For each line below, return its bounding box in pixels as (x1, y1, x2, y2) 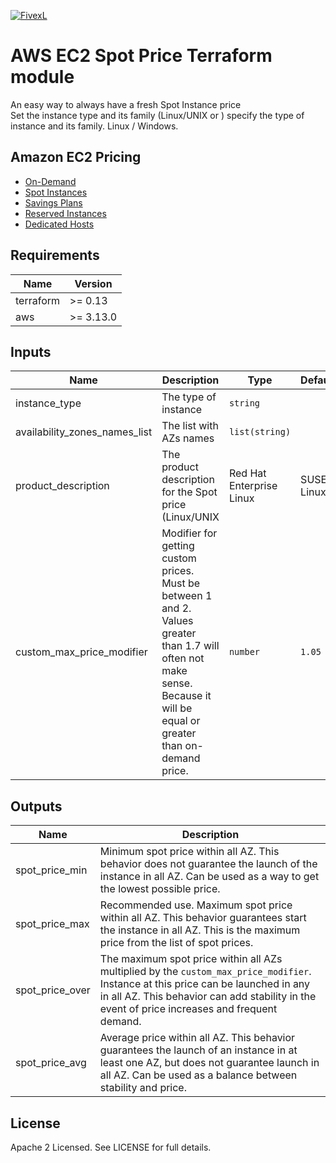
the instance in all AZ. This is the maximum (99, 923, 301, 937)
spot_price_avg (15, 1056, 87, 1070)
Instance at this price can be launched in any (99, 977, 311, 991)
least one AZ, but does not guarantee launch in (99, 1056, 320, 1070)
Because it (161, 689, 212, 703)
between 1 (161, 589, 213, 603)
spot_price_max (15, 917, 90, 931)
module (10, 66, 75, 89)
